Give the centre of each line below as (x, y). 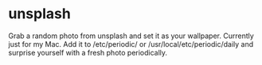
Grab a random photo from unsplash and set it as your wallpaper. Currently (131, 36)
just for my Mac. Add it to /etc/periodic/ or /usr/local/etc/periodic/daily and (131, 44)
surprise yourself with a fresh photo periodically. (88, 52)
